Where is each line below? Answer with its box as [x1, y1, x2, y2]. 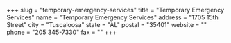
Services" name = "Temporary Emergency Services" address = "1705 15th [6, 13, 219, 21]
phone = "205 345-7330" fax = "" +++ [6, 28, 117, 36]
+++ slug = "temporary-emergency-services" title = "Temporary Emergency [6, 6, 225, 14]
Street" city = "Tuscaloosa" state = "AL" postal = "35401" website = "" [6, 21, 207, 28]
